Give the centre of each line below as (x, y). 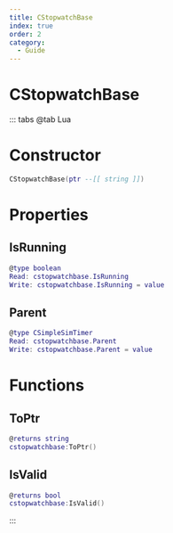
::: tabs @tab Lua (40, 119)
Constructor (55, 156)
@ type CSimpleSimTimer (51, 333)
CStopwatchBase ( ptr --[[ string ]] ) (77, 179)
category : (28, 42)
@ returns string (39, 439)
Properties (49, 215)
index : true (31, 26)
